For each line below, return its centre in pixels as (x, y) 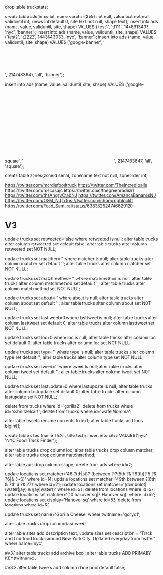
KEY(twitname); (21, 558)
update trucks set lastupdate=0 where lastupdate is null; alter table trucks (79, 386)
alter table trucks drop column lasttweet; (46, 523)
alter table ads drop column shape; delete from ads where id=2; (69, 464)
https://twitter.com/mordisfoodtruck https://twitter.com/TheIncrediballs (76, 185)
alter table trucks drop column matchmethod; (50, 455)
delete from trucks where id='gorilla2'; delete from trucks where (69, 406)
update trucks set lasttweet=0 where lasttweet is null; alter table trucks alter (81, 317)
